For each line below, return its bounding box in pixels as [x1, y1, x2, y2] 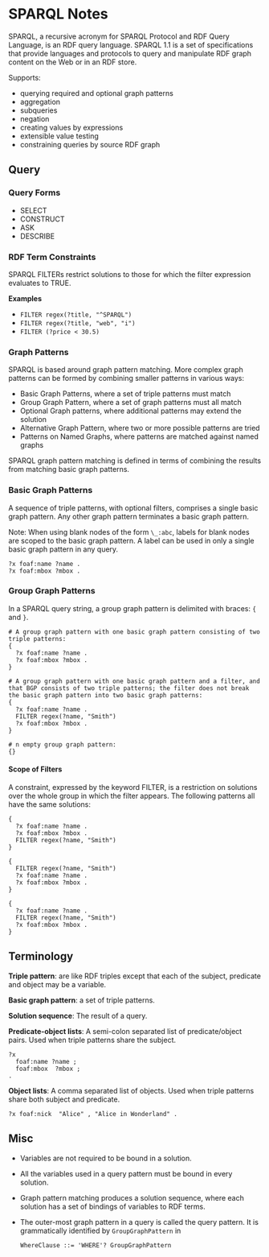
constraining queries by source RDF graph [19, 139, 161, 149]
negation [19, 114, 50, 123]
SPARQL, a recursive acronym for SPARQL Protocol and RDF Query [8, 31, 230, 41]
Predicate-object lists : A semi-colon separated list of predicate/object [8, 1026, 243, 1036]
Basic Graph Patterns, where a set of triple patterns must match [19, 389, 231, 399]
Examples [8, 293, 43, 303]
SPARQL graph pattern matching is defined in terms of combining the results [8, 456, 262, 465]
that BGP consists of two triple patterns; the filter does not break [8, 684, 250, 693]
